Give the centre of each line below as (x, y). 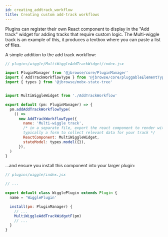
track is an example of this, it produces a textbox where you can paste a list (83, 39)
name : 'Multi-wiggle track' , (53, 124)
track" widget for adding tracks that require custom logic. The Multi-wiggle (82, 34)
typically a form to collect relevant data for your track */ (89, 133)
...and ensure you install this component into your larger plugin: (70, 166)
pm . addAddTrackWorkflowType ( (40, 109)
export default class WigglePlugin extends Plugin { (61, 193)
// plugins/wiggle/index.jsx (35, 175)
